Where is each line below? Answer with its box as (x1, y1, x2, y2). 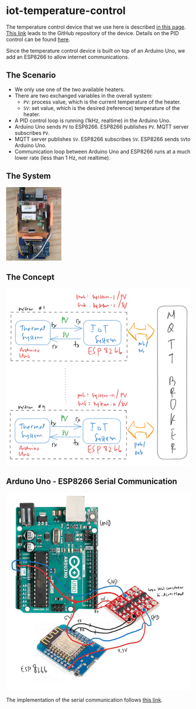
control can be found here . (6, 36, 70, 43)
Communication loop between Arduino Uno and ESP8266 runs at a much (14, 148, 191, 155)
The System (6, 171, 51, 181)
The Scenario (6, 70, 56, 80)
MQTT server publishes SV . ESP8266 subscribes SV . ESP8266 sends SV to (14, 136, 191, 143)
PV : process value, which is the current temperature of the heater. (23, 98, 181, 105)
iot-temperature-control (6, 4, 126, 18)
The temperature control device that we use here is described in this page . (6, 23, 186, 30)
